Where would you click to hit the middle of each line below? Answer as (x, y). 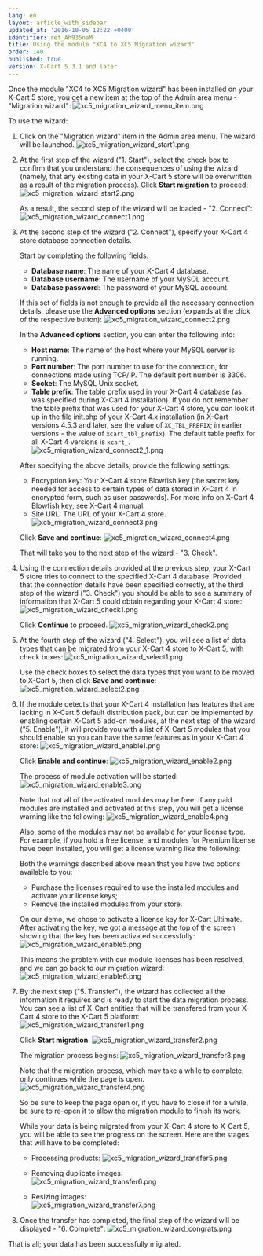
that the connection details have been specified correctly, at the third (131, 584)
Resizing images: (58, 1196)
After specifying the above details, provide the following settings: (125, 465)
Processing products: (66, 1158)
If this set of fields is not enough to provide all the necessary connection (136, 303)
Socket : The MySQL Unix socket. (85, 383)
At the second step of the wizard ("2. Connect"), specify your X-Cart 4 (134, 232)
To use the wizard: (38, 121)
